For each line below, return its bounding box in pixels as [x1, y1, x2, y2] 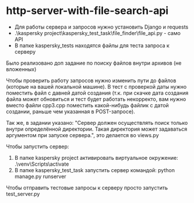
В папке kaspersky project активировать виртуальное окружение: [14, 154, 179, 161]
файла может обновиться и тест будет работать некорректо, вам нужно [6, 95, 186, 103]
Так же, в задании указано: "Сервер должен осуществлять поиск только [6, 119, 188, 126]
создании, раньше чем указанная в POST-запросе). [6, 108, 135, 115]
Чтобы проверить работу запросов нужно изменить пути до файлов [6, 77, 177, 84]
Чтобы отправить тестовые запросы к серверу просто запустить [6, 184, 168, 191]
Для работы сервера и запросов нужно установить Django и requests [14, 23, 189, 30]
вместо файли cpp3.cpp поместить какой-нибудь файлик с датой [6, 101, 169, 108]
